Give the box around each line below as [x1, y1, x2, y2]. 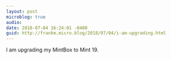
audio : [6, 19, 22, 25]
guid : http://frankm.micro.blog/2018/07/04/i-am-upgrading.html [6, 30, 166, 36]
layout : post [6, 8, 38, 15]
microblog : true [6, 14, 46, 20]
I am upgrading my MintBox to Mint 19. [6, 46, 99, 53]
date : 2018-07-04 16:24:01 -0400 [6, 25, 88, 31]
